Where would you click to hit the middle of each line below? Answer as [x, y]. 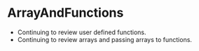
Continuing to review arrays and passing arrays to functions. [105, 39]
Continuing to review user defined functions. [82, 32]
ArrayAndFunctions [66, 13]
